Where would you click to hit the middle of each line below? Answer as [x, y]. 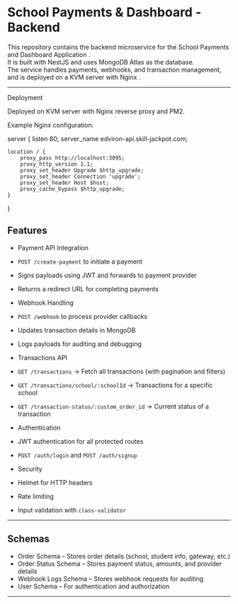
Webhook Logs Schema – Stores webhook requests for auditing [110, 578]
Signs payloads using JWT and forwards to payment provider [107, 275]
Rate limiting [36, 496]
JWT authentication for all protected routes [80, 441]
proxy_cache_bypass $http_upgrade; [73, 189]
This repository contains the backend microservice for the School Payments [118, 47]
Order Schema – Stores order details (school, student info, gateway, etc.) [124, 556]
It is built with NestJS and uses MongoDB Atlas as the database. [101, 62]
